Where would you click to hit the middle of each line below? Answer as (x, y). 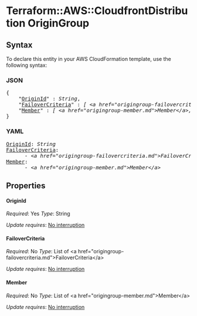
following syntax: (27, 65)
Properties (26, 186)
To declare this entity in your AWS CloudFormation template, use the (89, 59)
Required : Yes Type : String (38, 214)
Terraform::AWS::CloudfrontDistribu (97, 11)
